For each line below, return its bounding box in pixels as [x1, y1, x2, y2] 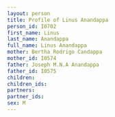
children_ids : [7, 81, 48, 87]
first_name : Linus [7, 29, 60, 36]
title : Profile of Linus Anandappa [7, 17, 109, 23]
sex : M [7, 100, 26, 107]
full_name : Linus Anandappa [7, 42, 88, 49]
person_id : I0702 [7, 23, 57, 30]
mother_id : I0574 [7, 55, 57, 62]
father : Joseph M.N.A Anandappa [7, 61, 99, 68]
